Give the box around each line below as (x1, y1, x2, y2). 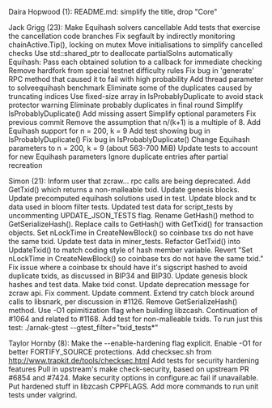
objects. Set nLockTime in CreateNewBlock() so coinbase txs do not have (8, 228, 253, 238)
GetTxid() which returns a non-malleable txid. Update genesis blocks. (8, 185, 240, 194)
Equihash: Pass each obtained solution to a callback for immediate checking (8, 57, 262, 67)
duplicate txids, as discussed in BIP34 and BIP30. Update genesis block (8, 271, 249, 281)
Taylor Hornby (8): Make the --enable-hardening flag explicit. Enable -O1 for (8, 338, 262, 348)
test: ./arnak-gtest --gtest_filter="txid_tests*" (8, 323, 159, 332)
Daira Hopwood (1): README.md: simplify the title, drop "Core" (8, 7, 218, 16)
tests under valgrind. (8, 390, 78, 400)
